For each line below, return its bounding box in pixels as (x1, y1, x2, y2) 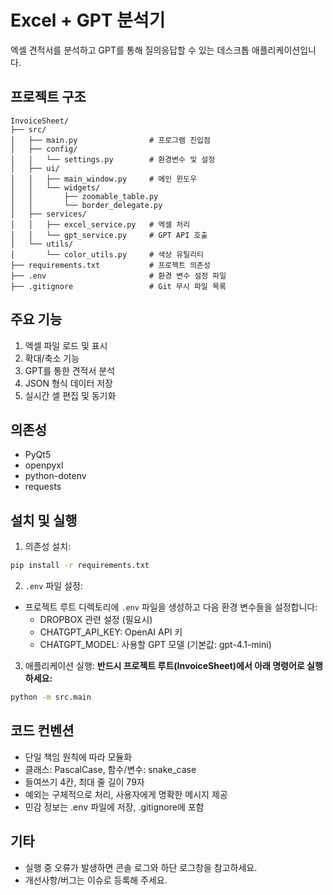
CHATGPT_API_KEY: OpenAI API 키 (39, 626, 183, 638)
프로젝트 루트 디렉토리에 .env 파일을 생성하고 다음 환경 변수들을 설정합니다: (24, 601, 318, 613)
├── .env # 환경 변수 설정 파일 (10, 271, 227, 281)
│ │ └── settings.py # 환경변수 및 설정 (10, 154, 216, 165)
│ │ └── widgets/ (10, 182, 101, 193)
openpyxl (24, 459, 64, 471)
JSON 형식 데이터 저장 (24, 377, 113, 389)
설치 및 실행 (10, 512, 78, 529)
